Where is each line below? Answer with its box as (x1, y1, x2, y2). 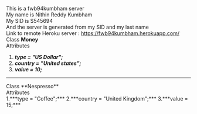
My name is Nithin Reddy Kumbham (6, 11, 93, 18)
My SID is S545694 (6, 18, 53, 24)
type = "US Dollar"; (14, 54, 63, 60)
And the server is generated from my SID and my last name (6, 23, 150, 30)
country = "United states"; (14, 60, 81, 67)
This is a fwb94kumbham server (6, 5, 84, 12)
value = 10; (14, 66, 42, 72)
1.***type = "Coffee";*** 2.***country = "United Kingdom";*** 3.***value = (6, 95, 189, 102)
